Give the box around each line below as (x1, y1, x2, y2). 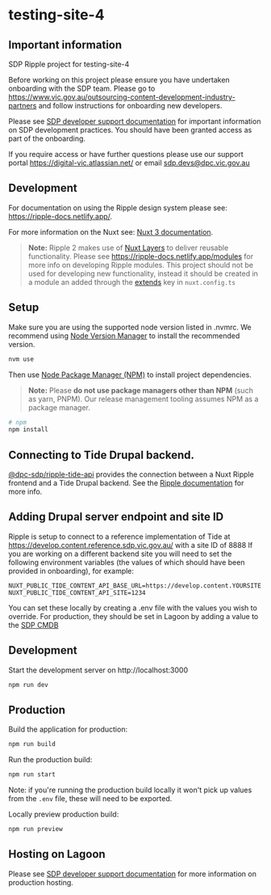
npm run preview (8, 825, 63, 833)
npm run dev (8, 681, 48, 689)
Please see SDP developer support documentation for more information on (8, 868, 256, 879)
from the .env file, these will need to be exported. (8, 794, 173, 804)
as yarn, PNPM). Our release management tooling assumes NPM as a (27, 394, 259, 404)
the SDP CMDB (8, 620, 59, 630)
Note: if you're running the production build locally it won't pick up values (8, 785, 252, 795)
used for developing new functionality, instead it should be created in (27, 269, 258, 278)
